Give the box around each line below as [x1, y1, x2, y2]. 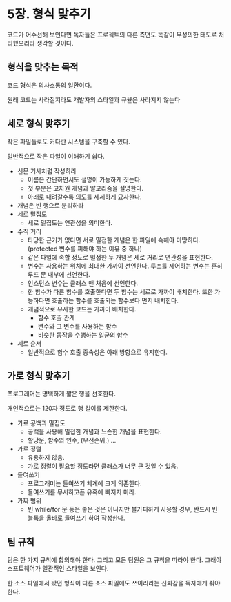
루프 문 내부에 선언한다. [27, 270, 91, 278]
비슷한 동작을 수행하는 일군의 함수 [37, 331, 129, 339]
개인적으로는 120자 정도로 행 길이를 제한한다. [7, 405, 128, 413]
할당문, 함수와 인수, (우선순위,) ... [27, 436, 117, 445]
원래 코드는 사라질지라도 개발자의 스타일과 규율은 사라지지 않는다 [7, 95, 181, 104]
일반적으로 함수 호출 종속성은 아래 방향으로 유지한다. [27, 348, 168, 356]
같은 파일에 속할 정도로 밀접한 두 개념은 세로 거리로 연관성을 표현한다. [27, 253, 214, 261]
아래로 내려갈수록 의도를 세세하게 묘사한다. [27, 193, 143, 201]
